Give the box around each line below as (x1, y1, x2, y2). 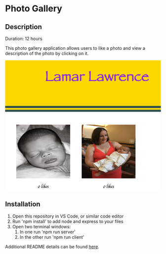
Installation (5, 200, 41, 209)
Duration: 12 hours (5, 36, 42, 41)
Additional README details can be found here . (5, 244, 100, 250)
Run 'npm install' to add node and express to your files (12, 218, 124, 224)
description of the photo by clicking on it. (5, 50, 89, 56)
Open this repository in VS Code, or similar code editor (12, 213, 124, 219)
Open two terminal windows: (12, 223, 71, 229)
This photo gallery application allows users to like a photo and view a (5, 45, 146, 51)
